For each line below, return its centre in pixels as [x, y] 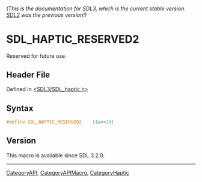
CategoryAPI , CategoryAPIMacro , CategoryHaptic [68, 172]
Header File [28, 74]
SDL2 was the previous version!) [47, 14]
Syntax [20, 108]
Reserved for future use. [36, 56]
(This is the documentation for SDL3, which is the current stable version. [96, 8]
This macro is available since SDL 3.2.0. [56, 155]
